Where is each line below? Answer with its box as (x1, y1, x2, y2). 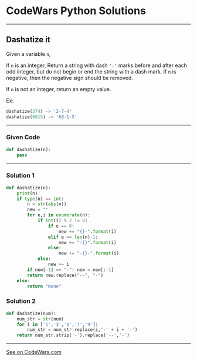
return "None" (27, 283, 62, 289)
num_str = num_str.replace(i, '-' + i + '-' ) (27, 327, 138, 333)
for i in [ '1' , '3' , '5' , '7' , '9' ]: (16, 322, 98, 327)
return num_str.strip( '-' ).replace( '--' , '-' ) (16, 332, 130, 339)
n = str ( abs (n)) (27, 201, 67, 207)
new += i (47, 262, 69, 268)
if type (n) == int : (16, 196, 64, 202)
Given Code (6, 133, 40, 142)
